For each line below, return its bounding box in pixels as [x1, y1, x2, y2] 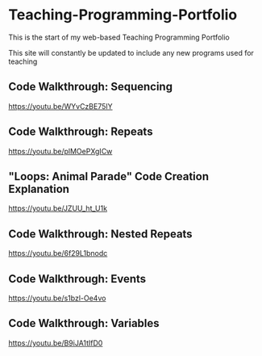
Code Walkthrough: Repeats [8, 125, 153, 139]
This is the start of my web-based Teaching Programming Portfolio [8, 32, 230, 42]
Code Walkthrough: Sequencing [8, 80, 173, 94]
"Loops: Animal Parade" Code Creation [8, 170, 210, 183]
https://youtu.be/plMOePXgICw [8, 146, 113, 156]
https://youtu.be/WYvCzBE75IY [8, 101, 113, 111]
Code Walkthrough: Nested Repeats [8, 227, 193, 241]
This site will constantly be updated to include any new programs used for [8, 48, 254, 57]
